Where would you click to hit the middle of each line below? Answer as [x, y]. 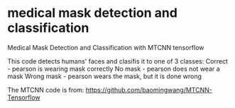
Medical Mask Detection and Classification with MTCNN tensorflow [106, 47]
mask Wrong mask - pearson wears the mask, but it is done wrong [105, 76]
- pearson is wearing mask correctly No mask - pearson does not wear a [114, 68]
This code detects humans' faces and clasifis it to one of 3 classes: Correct [118, 61]
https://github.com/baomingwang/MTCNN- [149, 90]
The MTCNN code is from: [46, 90]
